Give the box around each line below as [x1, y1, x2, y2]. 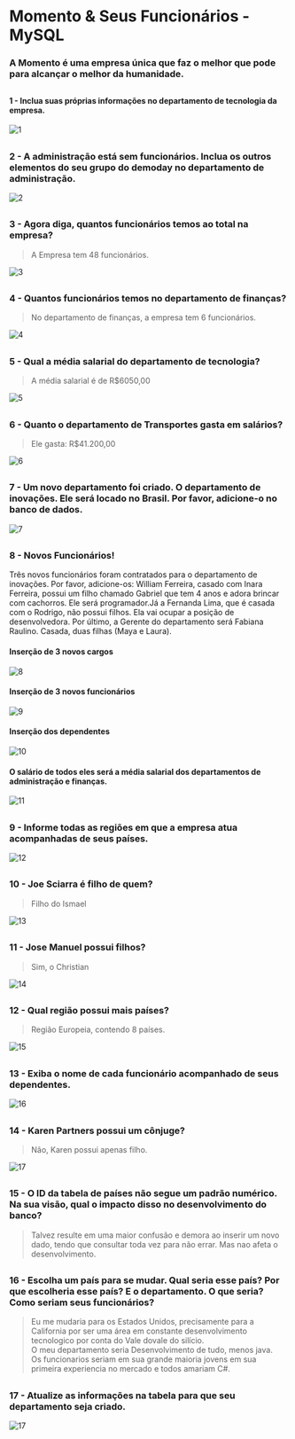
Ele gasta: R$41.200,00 [30, 438, 116, 449]
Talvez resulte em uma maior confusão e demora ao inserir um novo [30, 1230, 280, 1240]
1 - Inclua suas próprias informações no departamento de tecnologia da [9, 95, 277, 106]
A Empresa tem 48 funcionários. [30, 249, 149, 260]
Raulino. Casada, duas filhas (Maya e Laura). [9, 626, 173, 637]
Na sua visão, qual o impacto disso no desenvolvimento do [9, 1199, 268, 1211]
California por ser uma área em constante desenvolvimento [30, 1326, 248, 1336]
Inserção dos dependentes [9, 726, 111, 737]
